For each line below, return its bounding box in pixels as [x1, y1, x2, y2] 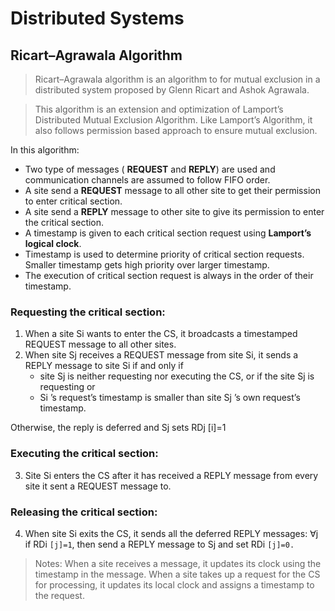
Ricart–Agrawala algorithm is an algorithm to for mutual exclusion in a [34, 73, 321, 85]
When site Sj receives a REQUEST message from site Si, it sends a [24, 349, 299, 361]
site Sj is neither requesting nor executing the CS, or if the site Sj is [39, 370, 315, 382]
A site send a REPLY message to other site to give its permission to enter [24, 206, 325, 217]
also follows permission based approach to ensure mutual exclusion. [34, 125, 318, 136]
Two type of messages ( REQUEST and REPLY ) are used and [24, 163, 276, 175]
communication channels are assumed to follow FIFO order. [24, 174, 271, 186]
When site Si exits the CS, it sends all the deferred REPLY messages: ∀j [24, 527, 319, 539]
